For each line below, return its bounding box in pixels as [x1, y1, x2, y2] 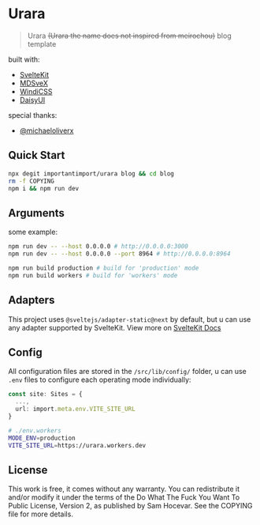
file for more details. [8, 509, 73, 519]
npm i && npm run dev [8, 184, 80, 192]
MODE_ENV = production [8, 434, 76, 442]
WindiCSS [19, 86, 53, 96]
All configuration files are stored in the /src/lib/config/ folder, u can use [8, 367, 247, 376]
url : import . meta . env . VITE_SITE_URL [15, 405, 136, 414]
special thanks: [8, 110, 58, 119]
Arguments [8, 206, 65, 220]
